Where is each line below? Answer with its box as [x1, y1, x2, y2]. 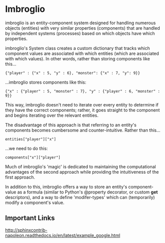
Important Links [5, 214, 55, 222]
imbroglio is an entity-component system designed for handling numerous [5, 20, 156, 26]
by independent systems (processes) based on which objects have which [5, 30, 155, 36]
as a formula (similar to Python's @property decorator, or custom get [17, 189, 158, 195]
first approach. [5, 174, 36, 180]
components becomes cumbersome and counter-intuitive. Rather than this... [5, 127, 161, 133]
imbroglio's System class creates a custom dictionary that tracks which [5, 45, 150, 51]
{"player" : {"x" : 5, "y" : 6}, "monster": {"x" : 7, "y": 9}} [5, 70, 140, 75]
